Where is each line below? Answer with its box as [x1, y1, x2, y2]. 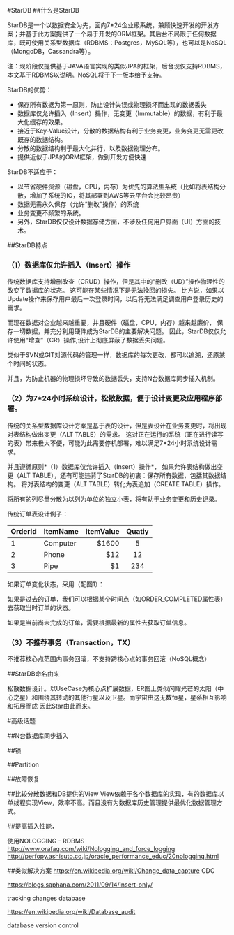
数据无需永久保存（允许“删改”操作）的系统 [17, 200, 139, 208]
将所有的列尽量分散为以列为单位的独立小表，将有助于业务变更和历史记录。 [7, 495, 221, 503]
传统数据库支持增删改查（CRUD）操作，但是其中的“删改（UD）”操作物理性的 [7, 277, 225, 286]
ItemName [43, 526, 79, 536]
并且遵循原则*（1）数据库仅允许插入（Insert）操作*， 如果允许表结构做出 [7, 462, 217, 470]
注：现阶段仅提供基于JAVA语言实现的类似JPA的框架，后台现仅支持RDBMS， [7, 62, 226, 70]
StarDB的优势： [7, 86, 52, 94]
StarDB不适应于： [7, 168, 58, 176]
